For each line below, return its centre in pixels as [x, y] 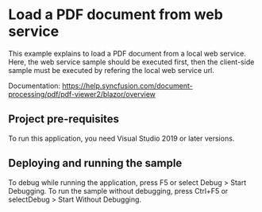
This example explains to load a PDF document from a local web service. [127, 53]
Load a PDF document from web [116, 15]
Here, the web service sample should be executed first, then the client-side [131, 62]
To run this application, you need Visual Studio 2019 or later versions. [121, 138]
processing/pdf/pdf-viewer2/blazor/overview [82, 94]
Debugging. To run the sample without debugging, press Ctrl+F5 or [118, 191]
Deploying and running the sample [95, 163]
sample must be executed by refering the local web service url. [111, 70]
